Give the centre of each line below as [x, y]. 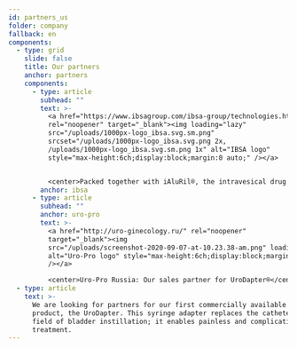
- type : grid [40, 51]
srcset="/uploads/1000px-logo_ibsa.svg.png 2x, [137, 141]
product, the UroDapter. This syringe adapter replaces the [145, 313]
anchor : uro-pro [70, 215]
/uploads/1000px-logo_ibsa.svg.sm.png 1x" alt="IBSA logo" [159, 149]
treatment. [52, 329]
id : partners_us [38, 17]
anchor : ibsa [64, 190]
